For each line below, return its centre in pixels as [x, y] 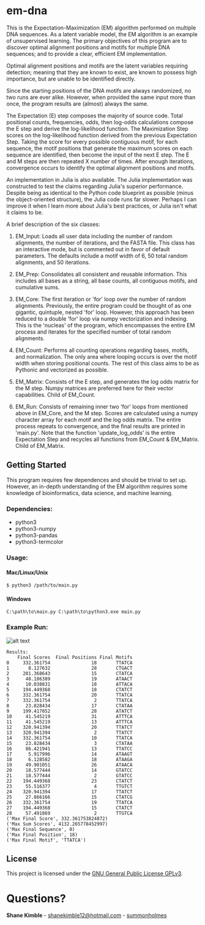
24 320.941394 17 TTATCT [69, 792]
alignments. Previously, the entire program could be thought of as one [103, 305]
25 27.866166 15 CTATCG [69, 797]
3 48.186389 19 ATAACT [69, 679]
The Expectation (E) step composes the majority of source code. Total [95, 115]
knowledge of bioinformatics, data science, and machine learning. [90, 493]
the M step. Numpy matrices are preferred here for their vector [94, 388]
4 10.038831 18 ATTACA [69, 684]
